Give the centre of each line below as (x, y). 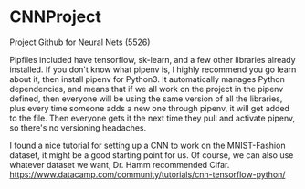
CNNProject (56, 17)
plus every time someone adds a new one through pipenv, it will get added (150, 108)
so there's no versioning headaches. (78, 127)
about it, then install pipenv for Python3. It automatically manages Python (147, 79)
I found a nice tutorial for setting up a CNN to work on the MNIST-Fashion (147, 145)
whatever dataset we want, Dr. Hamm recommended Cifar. (120, 164)
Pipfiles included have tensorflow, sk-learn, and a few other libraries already (152, 59)
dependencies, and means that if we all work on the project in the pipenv (147, 89)
